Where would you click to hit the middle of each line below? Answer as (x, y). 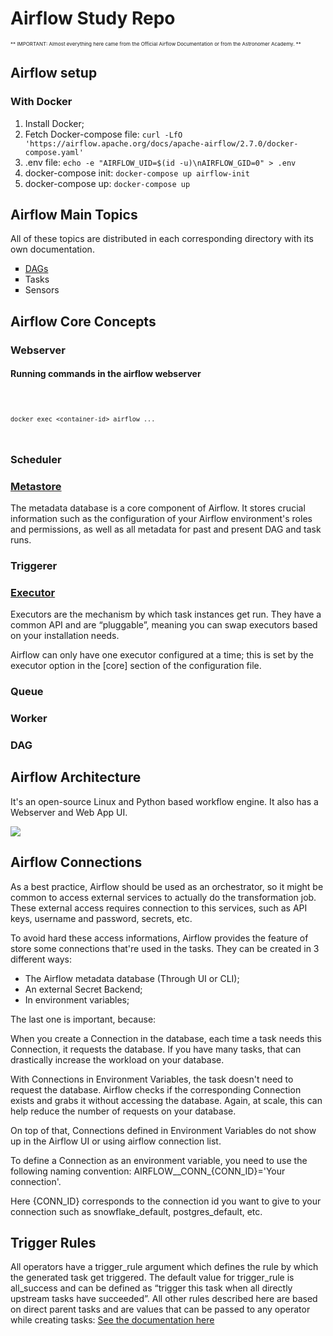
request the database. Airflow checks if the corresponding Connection (156, 1089)
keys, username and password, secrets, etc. (101, 918)
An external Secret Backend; (83, 989)
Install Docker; (54, 123)
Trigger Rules (53, 1242)
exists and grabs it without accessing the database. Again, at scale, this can (166, 1100)
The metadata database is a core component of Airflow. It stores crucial (158, 508)
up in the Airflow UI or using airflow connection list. (116, 1141)
